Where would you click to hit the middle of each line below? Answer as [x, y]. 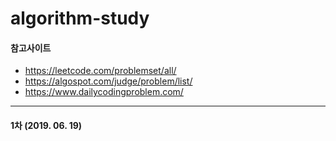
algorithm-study [80, 18]
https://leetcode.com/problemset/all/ [100, 71]
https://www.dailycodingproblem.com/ [104, 92]
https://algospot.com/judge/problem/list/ [108, 81]
